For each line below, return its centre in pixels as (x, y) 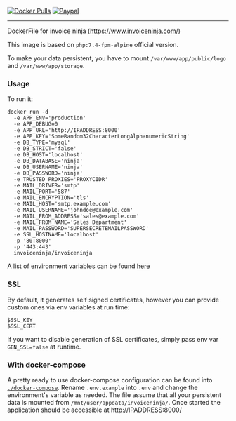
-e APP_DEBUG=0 (36, 124)
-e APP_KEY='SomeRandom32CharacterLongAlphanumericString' (102, 137)
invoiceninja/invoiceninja (53, 253)
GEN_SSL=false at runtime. (44, 347)
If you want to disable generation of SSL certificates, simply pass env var (113, 339)
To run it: (20, 99)
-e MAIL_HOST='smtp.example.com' (63, 204)
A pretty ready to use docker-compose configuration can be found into (110, 380)
